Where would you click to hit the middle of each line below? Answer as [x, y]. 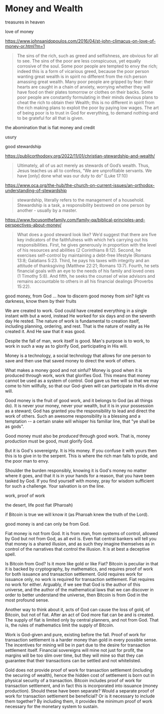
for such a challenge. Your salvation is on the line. [55, 486]
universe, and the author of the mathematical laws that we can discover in [79, 589]
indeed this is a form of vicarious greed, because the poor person [83, 71]
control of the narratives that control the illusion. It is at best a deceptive [77, 549]
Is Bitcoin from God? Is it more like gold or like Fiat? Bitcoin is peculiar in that [82, 563]
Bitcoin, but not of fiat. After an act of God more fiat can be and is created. [80, 615]
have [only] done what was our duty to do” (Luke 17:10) [72, 176]
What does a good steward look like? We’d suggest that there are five [87, 234]
